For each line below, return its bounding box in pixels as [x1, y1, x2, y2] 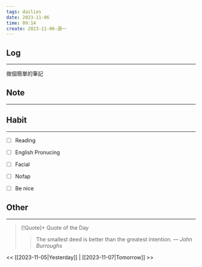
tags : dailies [6, 8, 42, 15]
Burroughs [35, 242, 63, 249]
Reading [14, 136, 36, 144]
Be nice [14, 184, 34, 192]
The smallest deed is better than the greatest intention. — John [35, 235, 192, 243]
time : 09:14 [6, 20, 36, 26]
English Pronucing [14, 148, 60, 156]
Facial [14, 160, 30, 168]
